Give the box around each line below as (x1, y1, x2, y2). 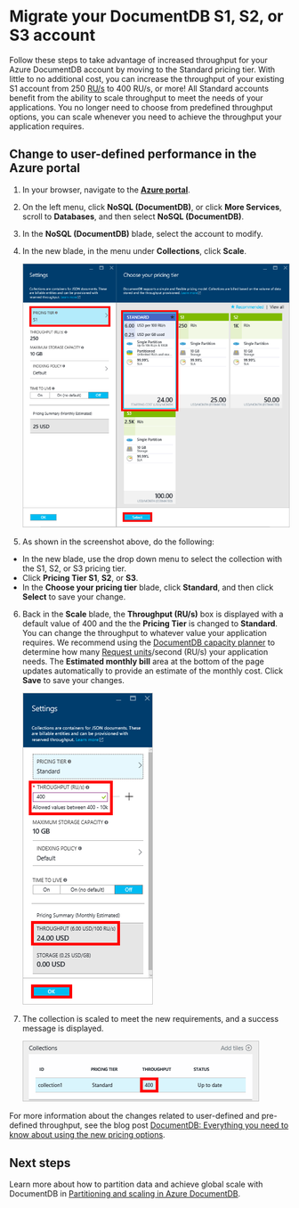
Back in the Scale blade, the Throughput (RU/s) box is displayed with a (21, 608, 284, 620)
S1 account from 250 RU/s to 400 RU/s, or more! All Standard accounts (9, 83, 270, 94)
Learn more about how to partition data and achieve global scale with (9, 1179, 263, 1190)
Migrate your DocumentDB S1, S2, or (9, 6, 284, 27)
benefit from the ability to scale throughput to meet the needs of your (9, 92, 264, 103)
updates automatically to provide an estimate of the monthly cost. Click (21, 665, 283, 676)
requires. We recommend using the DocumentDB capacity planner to (21, 637, 276, 648)
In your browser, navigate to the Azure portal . (21, 184, 191, 195)
